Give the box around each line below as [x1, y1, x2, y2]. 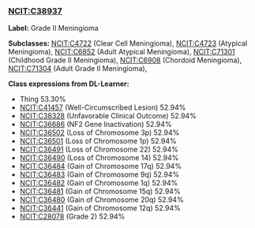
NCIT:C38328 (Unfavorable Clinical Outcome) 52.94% [19, 111, 197, 121]
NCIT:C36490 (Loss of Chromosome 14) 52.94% [19, 153, 179, 163]
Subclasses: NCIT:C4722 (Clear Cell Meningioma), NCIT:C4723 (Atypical [8, 39, 248, 48]
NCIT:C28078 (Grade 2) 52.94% [19, 211, 126, 222]
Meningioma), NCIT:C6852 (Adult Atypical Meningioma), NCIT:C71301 [8, 47, 235, 57]
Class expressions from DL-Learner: [8, 79, 129, 88]
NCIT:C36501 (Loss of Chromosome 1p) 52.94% [19, 136, 177, 146]
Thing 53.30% [19, 95, 66, 104]
